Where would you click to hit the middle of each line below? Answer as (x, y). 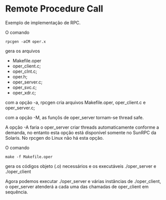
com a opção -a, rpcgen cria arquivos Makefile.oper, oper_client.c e (75, 102)
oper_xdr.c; (24, 92)
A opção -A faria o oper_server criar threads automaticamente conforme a (82, 127)
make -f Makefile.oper (29, 157)
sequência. (17, 192)
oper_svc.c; (24, 87)
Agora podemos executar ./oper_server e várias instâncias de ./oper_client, (83, 181)
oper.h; (20, 76)
